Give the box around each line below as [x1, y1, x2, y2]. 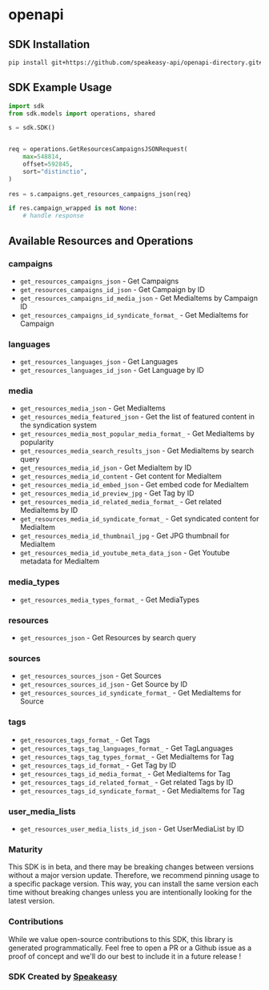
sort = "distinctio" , [22, 167, 88, 175]
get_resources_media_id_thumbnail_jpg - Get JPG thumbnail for [19, 531, 230, 541]
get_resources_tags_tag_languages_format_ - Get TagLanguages [19, 743, 234, 753]
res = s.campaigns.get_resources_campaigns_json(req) [8, 190, 192, 198]
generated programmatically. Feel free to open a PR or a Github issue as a [8, 943, 252, 952]
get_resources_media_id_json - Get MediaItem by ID [19, 463, 192, 473]
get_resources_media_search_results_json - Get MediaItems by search [19, 446, 255, 455]
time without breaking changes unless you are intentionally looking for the [8, 888, 252, 897]
